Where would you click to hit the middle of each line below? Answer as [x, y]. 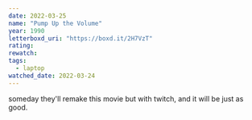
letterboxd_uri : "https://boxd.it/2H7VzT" [81, 38]
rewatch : [23, 53]
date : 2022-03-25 [37, 16]
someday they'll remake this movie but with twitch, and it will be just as [126, 98]
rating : [21, 46]
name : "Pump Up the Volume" [56, 23]
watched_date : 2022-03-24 [52, 76]
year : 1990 [27, 31]
